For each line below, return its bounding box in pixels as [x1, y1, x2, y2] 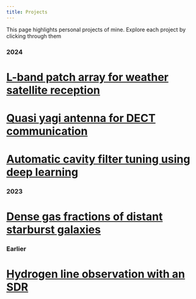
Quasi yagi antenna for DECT [6, 111, 156, 125]
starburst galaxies [6, 223, 101, 237]
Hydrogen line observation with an [6, 267, 185, 281]
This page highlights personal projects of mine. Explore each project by [6, 26, 186, 33]
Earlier [6, 244, 26, 253]
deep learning [6, 165, 78, 180]
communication [6, 124, 88, 138]
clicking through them [6, 32, 62, 40]
